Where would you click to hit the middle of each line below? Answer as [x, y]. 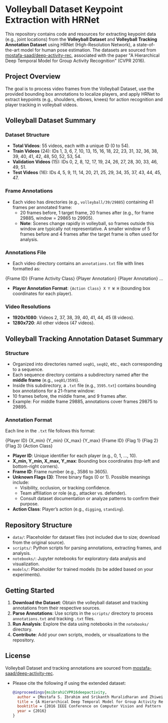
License [18, 656]
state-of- [146, 44]
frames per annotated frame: [42, 207]
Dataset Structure [28, 135]
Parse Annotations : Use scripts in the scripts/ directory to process [83, 613]
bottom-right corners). [36, 466]
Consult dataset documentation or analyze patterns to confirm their [90, 498]
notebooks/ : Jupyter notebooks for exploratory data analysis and [79, 559]
